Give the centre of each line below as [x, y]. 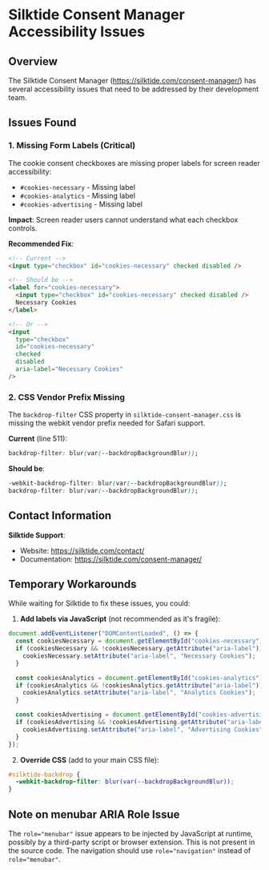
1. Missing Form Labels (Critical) [72, 146]
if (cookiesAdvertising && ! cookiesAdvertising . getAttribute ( [121, 723]
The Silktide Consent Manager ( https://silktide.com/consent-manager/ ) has [132, 81]
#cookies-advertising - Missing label [81, 204]
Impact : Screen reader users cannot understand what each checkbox [123, 220]
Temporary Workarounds [73, 584]
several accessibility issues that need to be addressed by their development [134, 89]
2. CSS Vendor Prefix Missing [67, 397]
